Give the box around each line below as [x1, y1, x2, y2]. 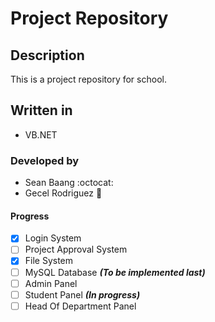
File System [24, 255, 74, 267]
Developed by [10, 153, 80, 167]
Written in [10, 102, 73, 119]
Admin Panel [24, 277, 78, 289]
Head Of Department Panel [24, 300, 137, 312]
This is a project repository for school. [10, 73, 167, 85]
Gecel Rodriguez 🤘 [24, 187, 103, 199]
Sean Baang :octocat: [24, 177, 114, 189]
